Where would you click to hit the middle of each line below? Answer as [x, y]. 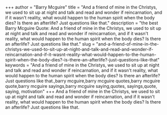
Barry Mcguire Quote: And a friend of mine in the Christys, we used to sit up [83, 28]
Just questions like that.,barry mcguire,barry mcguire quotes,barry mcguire [83, 81]
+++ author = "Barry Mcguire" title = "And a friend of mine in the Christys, [81, 7]
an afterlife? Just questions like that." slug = [50, 44]
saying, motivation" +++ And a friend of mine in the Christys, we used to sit [83, 91]
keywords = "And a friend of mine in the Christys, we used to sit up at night [82, 65]
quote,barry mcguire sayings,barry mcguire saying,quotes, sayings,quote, [81, 86]
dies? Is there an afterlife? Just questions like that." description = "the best [82, 23]
